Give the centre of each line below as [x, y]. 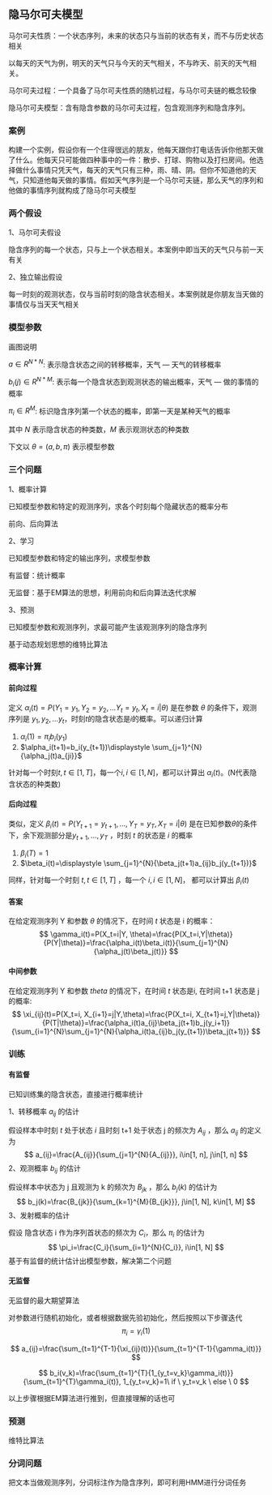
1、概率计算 [28, 489]
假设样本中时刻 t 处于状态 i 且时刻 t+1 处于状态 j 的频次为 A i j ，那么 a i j [123, 1131]
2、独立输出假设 [36, 277]
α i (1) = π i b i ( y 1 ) [44, 738]
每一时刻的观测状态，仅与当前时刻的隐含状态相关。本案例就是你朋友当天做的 [136, 294]
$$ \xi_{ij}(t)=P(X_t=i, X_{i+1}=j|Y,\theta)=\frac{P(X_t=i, [103, 1014]
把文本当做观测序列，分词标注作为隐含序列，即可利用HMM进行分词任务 [127, 1483]
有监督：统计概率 [37, 575]
